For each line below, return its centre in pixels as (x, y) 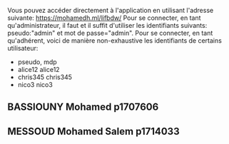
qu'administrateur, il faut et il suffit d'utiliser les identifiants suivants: (107, 25)
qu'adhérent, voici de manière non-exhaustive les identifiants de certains (115, 41)
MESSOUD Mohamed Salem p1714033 (93, 131)
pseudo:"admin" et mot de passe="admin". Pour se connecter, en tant (110, 33)
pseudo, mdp (37, 62)
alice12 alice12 (39, 70)
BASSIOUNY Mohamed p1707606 (83, 107)
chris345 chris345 (45, 77)
